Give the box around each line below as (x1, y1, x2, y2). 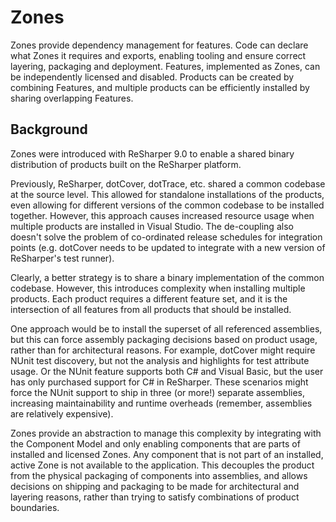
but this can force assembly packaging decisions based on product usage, (10, 333, 318, 345)
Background (10, 121, 88, 138)
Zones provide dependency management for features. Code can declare (10, 39, 309, 51)
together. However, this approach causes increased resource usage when (10, 209, 315, 221)
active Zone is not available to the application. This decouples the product (10, 459, 315, 471)
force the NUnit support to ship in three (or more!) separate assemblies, (10, 386, 306, 398)
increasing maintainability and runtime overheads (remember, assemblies (10, 397, 313, 409)
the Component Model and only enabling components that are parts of (10, 437, 301, 450)
